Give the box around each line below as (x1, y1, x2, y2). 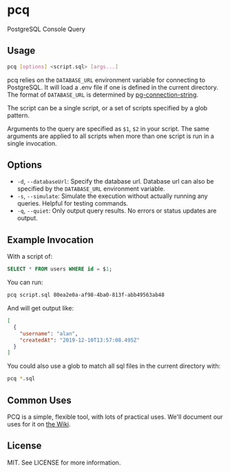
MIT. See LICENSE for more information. (7, 458, 121, 466)
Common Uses (7, 394, 72, 406)
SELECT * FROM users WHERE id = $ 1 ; (7, 266, 112, 273)
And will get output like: (7, 304, 74, 312)
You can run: (7, 278, 43, 286)
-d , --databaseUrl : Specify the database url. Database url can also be (17, 177, 214, 186)
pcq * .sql (7, 375, 36, 382)
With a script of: (7, 253, 53, 261)
